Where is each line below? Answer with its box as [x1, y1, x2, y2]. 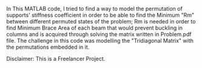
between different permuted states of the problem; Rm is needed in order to [6, 18, 196, 25]
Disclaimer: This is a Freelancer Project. [6, 55, 106, 62]
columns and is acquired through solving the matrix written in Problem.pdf [6, 31, 192, 38]
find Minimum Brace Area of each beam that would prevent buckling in [6, 24, 183, 31]
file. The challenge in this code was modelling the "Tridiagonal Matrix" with [6, 37, 194, 44]
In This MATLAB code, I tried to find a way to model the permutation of [6, 5, 183, 12]
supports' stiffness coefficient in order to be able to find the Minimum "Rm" [6, 11, 195, 19]
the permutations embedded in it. [6, 43, 90, 51]
